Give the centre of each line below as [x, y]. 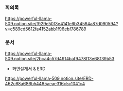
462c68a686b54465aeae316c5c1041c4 [45, 83]
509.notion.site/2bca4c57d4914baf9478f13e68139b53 [60, 58]
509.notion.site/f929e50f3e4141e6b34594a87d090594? [61, 24]
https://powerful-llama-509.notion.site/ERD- [49, 78]
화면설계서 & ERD [29, 69]
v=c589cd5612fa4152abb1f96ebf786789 [46, 29]
